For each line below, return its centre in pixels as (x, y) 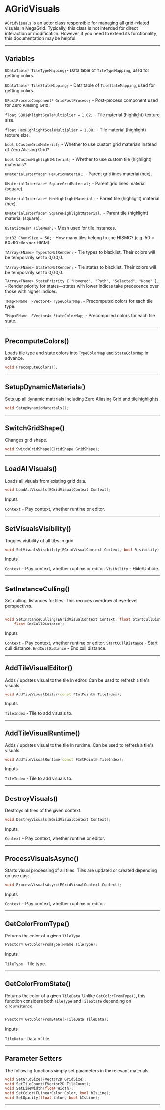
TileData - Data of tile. (28, 1038)
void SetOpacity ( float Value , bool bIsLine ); (52, 1098)
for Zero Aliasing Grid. (27, 105)
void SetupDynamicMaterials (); (37, 408)
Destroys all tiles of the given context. (43, 810)
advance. (14, 358)
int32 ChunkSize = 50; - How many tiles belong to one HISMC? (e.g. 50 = (80, 237)
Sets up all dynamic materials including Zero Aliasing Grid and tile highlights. (82, 399)
